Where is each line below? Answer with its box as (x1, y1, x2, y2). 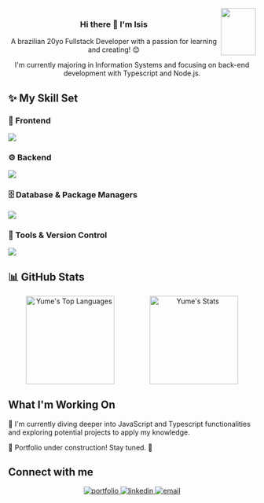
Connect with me (8, 465, 94, 479)
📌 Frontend (8, 115, 51, 126)
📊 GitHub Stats (8, 270, 85, 284)
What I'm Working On (8, 398, 115, 412)
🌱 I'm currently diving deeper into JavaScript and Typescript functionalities (8, 419, 251, 428)
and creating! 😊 (87, 45, 140, 54)
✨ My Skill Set (8, 91, 79, 105)
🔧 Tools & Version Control (8, 229, 108, 240)
